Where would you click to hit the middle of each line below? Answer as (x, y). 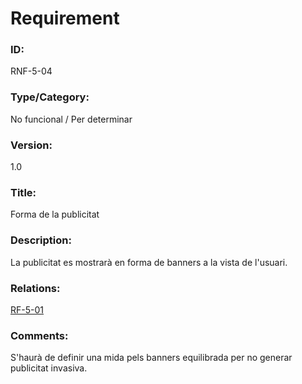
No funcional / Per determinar (71, 119)
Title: (23, 192)
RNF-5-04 (31, 71)
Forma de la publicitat (55, 214)
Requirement (65, 18)
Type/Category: (50, 97)
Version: (31, 145)
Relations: (35, 288)
